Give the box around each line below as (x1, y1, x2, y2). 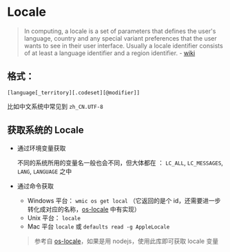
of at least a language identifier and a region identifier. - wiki (23, 49, 196, 57)
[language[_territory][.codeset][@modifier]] (7, 89, 140, 96)
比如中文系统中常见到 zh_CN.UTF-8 (7, 102, 103, 110)
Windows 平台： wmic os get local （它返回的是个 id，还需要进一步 (27, 196, 222, 204)
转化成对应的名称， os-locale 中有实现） (27, 204, 141, 213)
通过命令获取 (17, 182, 54, 190)
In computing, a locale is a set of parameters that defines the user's (23, 27, 216, 35)
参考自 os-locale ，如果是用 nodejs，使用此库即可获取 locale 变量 (34, 237, 219, 245)
